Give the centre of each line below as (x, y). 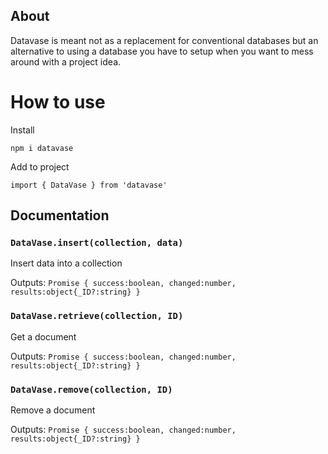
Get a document (43, 336)
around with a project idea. (66, 61)
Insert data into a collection (66, 263)
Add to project (40, 166)
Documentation (60, 215)
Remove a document (53, 410)
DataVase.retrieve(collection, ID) (97, 316)
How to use (58, 102)
